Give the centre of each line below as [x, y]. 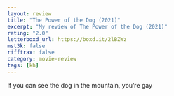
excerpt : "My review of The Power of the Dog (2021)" [88, 26]
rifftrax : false [31, 53]
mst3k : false [26, 46]
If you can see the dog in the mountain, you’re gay [80, 85]
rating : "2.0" [28, 33]
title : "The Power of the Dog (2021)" [64, 20]
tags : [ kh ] [23, 65]
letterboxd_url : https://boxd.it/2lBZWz [67, 40]
